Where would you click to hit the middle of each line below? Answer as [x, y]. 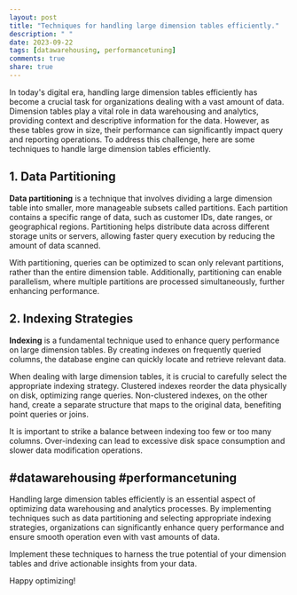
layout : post [33, 17]
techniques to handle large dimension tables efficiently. [110, 148]
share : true [31, 67]
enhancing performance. [55, 290]
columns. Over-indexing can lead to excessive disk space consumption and [147, 440]
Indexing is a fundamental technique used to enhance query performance [145, 340]
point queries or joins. [49, 414]
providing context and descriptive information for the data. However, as [140, 120]
